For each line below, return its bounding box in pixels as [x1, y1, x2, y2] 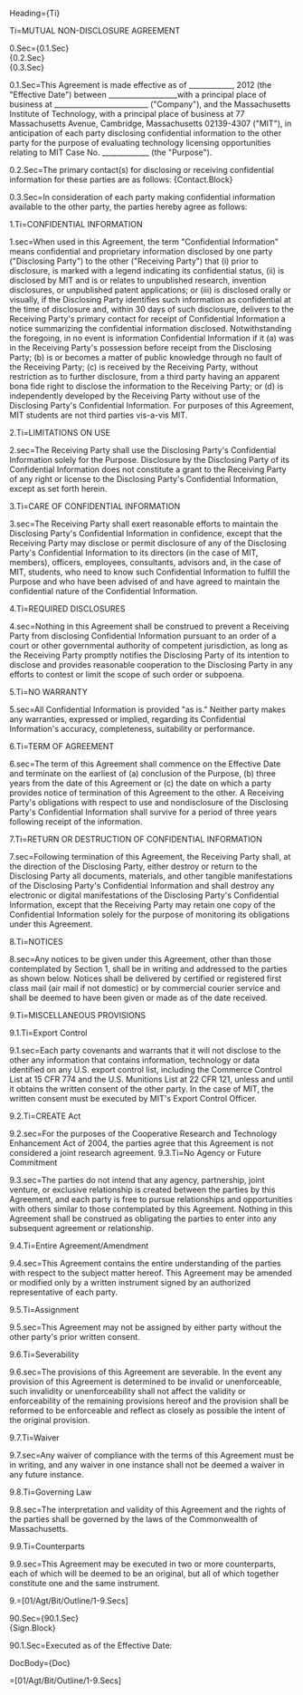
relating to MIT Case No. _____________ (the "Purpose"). [9, 147, 213, 158]
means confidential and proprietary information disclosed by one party [9, 246, 273, 256]
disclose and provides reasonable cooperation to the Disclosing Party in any [9, 660, 294, 669]
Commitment [9, 1157, 58, 1168]
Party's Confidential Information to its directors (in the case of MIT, [9, 547, 259, 558]
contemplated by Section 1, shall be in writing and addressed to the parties [9, 964, 288, 974]
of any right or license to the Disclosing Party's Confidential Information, [9, 474, 279, 484]
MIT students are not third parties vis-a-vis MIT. [9, 409, 188, 420]
